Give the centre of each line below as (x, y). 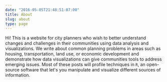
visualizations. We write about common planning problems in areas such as (83, 48)
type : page (17, 24)
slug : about (18, 19)
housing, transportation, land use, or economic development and (72, 54)
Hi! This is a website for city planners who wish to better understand (76, 38)
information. (18, 75)
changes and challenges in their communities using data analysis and (77, 43)
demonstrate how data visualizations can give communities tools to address (83, 59)
